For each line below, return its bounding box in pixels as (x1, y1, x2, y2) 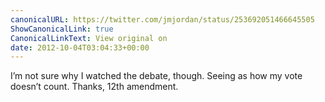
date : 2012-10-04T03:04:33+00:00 (10, 42, 150, 53)
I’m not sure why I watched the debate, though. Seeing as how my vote (10, 70, 303, 82)
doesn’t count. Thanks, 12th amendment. (10, 81, 179, 93)
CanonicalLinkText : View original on (10, 33, 168, 43)
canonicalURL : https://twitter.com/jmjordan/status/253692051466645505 (10, 14, 315, 25)
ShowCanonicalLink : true (10, 24, 114, 34)
